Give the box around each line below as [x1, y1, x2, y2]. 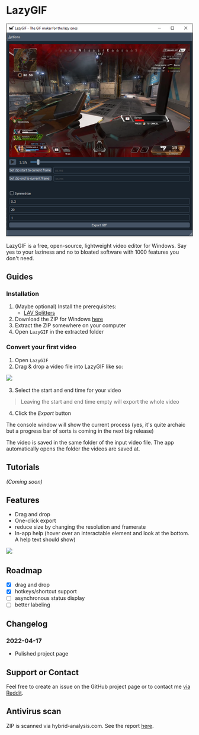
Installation [6, 290, 40, 298]
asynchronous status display [14, 595, 85, 602]
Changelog [6, 619, 48, 629]
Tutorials [6, 462, 40, 472]
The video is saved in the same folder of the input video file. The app [6, 439, 174, 446]
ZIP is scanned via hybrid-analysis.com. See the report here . [6, 722, 154, 729]
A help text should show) [14, 536, 76, 543]
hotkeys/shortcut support [14, 588, 77, 595]
